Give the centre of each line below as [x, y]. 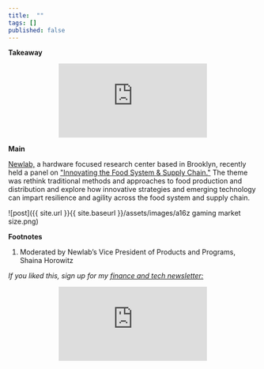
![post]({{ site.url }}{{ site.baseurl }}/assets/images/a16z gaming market [124, 213]
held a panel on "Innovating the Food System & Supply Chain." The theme [128, 173]
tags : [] [23, 23]
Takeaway [26, 53]
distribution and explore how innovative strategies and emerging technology [132, 190]
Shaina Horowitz [46, 261]
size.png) [24, 221]
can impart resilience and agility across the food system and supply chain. [129, 198]
